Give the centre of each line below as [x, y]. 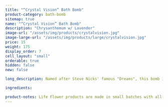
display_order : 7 [23, 51]
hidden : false [20, 65]
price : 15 [15, 42]
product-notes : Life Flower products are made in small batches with [79, 97]
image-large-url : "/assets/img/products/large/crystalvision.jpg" [76, 38]
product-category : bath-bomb [35, 14]
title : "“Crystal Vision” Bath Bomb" [44, 10]
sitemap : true [20, 19]
